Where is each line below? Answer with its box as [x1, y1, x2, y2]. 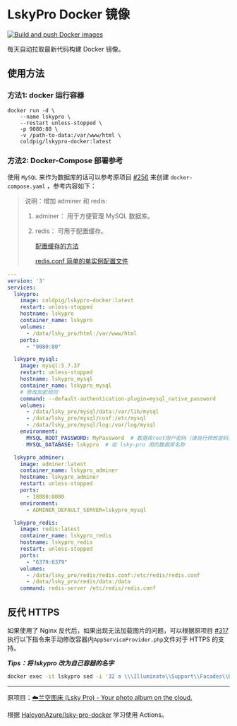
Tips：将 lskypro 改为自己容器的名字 [7, 658, 114, 667]
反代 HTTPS [7, 606, 60, 618]
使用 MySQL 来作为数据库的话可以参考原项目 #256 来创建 [7, 172, 169, 181]
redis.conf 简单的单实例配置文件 [35, 256, 128, 265]
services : [7, 284, 37, 291]
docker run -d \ [7, 107, 55, 114]
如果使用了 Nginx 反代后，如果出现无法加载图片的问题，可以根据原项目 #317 [7, 626, 229, 634]
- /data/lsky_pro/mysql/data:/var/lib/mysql [25, 408, 159, 415]
